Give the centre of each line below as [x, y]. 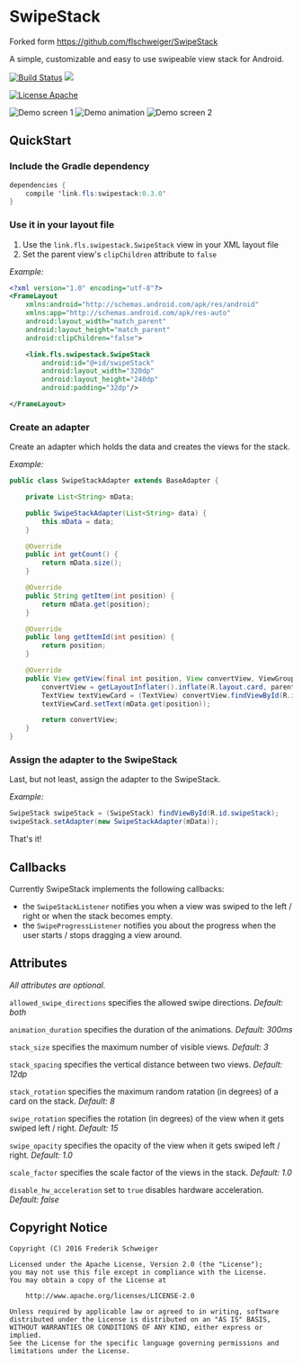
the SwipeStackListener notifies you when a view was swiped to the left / [157, 906]
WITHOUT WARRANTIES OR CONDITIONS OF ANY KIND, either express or [136, 1327]
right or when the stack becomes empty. [98, 916]
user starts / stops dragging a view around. [102, 934]
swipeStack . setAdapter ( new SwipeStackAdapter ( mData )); [114, 822]
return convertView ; [80, 720]
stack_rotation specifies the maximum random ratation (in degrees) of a [144, 1091]
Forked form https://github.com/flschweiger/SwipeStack [114, 41]
